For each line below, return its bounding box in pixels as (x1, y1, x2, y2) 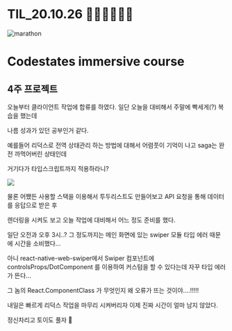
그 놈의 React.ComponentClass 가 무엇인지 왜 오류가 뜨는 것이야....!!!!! (7, 286, 199, 294)
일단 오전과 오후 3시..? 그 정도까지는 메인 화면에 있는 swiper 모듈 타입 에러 (7, 230, 208, 239)
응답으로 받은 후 (14, 201, 58, 209)
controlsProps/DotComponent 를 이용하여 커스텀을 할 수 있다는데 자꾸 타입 (7, 262, 213, 271)
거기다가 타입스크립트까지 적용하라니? (7, 164, 109, 172)
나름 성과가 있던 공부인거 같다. (7, 126, 89, 134)
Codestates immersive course (7, 54, 185, 70)
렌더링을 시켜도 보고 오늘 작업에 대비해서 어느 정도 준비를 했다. (7, 216, 176, 224)
